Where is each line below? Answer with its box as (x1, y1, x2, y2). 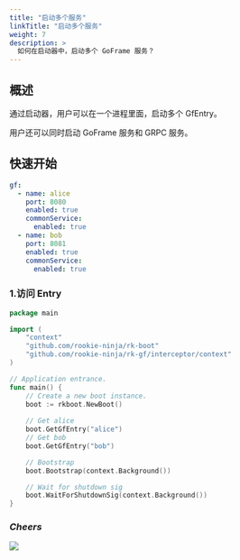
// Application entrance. (9, 374, 106, 383)
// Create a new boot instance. (25, 391, 147, 400)
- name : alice (17, 188, 70, 198)
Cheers (9, 520, 42, 533)
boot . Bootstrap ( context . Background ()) (25, 466, 171, 475)
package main (9, 308, 59, 317)
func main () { (9, 382, 63, 392)
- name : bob (17, 231, 63, 240)
